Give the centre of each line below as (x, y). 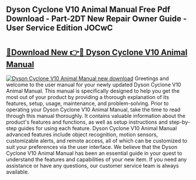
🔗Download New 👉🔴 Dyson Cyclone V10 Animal (97, 52)
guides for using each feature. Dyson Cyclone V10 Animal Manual (97, 128)
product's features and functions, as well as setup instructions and (87, 122)
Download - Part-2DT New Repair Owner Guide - (97, 19)
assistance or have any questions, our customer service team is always (93, 166)
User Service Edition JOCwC (59, 28)
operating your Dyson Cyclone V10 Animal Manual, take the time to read (93, 110)
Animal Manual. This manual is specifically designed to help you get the (93, 91)
